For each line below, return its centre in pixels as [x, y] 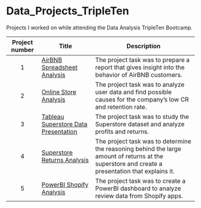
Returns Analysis [65, 160]
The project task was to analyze [140, 84]
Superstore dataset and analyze [140, 124]
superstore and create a [129, 164]
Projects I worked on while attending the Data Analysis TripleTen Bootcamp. [100, 27]
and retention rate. [121, 107]
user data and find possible [134, 92]
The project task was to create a [141, 181]
